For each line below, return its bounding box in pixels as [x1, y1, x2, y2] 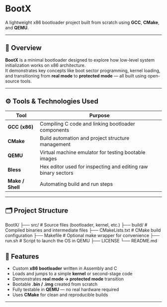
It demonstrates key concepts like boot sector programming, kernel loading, [5, 68, 161, 74]
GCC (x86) [7, 123, 34, 130]
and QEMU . [5, 24, 29, 30]
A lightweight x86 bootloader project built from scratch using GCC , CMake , [5, 19, 160, 25]
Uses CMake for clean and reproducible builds [12, 292, 108, 298]
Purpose [89, 112, 110, 119]
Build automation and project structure [39, 135, 130, 142]
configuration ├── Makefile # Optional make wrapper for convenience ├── [5, 232, 160, 238]
